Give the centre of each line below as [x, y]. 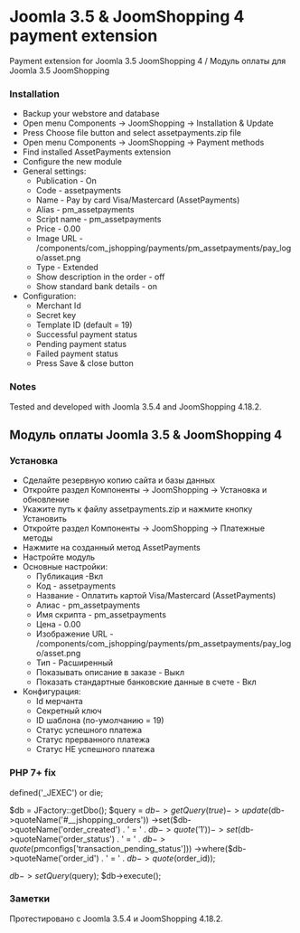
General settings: [54, 171]
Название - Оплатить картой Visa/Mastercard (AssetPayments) [156, 596]
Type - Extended [67, 268]
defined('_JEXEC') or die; [56, 792]
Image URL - [59, 239]
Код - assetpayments [75, 586]
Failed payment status [77, 353]
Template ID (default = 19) [84, 325]
